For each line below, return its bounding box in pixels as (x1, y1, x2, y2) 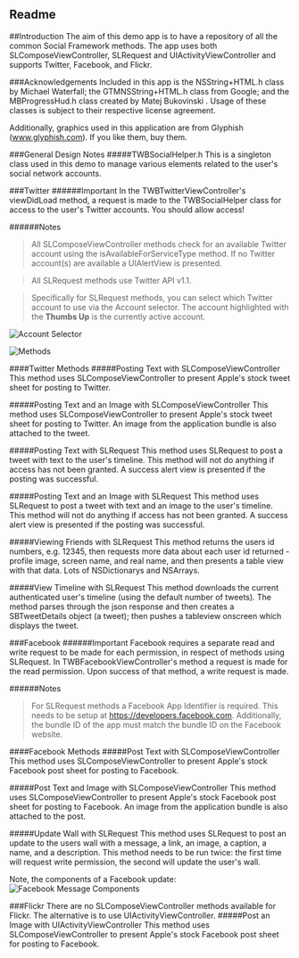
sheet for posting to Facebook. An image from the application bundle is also (9, 801, 288, 812)
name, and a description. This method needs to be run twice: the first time (9, 847, 282, 857)
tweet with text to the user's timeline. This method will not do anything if (9, 454, 275, 465)
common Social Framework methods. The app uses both (9, 40, 218, 51)
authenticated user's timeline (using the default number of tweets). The (9, 591, 272, 602)
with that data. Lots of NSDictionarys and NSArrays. (9, 565, 201, 575)
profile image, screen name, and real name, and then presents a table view (9, 555, 284, 566)
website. (30, 729, 63, 739)
